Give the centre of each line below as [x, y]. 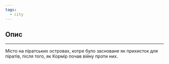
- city [17, 14]
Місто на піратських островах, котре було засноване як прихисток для [82, 51]
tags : [11, 10]
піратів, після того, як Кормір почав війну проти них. [62, 56]
